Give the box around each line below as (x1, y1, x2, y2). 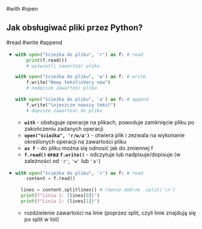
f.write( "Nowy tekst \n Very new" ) (26, 79, 111, 85)
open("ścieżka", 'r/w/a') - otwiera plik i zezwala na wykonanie (24, 131, 185, 139)
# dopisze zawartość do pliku (26, 107, 103, 114)
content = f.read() (26, 176, 76, 182)
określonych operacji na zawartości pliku (24, 138, 127, 145)
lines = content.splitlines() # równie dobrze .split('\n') (21, 187, 176, 193)
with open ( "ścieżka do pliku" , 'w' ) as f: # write (15, 74, 146, 80)
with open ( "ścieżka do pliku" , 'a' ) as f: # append (15, 96, 149, 102)
